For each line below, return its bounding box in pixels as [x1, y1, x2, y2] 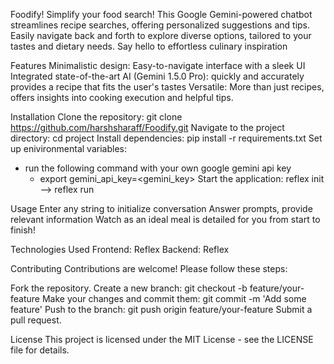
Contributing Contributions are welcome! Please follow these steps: [10, 263, 288, 274]
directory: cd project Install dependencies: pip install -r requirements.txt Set [10, 132, 323, 144]
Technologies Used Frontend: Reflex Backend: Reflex [10, 244, 230, 255]
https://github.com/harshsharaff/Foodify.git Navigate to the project [10, 122, 285, 133]
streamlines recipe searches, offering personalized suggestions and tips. [10, 19, 311, 31]
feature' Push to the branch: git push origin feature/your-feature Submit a [10, 304, 313, 315]
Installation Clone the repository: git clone [10, 111, 183, 123]
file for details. [10, 344, 70, 356]
